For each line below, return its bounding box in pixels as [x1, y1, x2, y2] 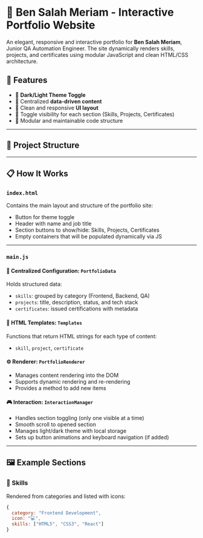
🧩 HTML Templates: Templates [6, 319, 83, 326]
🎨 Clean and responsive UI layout [14, 104, 98, 111]
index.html [6, 189, 38, 196]
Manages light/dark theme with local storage [14, 427, 127, 435]
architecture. [6, 57, 38, 65]
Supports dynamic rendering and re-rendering [14, 378, 131, 385]
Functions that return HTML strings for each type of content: [6, 332, 157, 340]
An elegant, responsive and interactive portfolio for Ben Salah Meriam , [6, 38, 182, 45]
